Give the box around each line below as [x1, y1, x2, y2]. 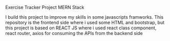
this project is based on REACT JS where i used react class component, [5, 25, 157, 31]
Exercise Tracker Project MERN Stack [5, 5, 84, 10]
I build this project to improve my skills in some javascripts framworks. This [5, 14, 164, 20]
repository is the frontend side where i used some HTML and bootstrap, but [5, 20, 165, 25]
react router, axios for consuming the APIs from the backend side [5, 30, 143, 36]
